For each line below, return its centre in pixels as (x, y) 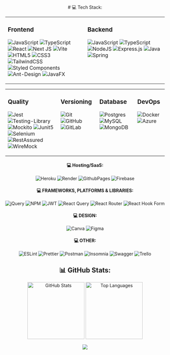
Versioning (76, 102)
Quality (18, 102)
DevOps (149, 102)
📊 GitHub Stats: (85, 270)
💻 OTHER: (85, 241)
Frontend (21, 30)
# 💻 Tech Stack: (85, 7)
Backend (100, 30)
